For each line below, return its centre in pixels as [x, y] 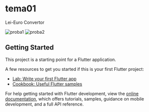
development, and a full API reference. [44, 104]
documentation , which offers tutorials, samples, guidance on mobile [74, 99]
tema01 [21, 9]
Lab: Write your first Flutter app [44, 79]
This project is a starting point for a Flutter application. [61, 59]
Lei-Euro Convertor [25, 22]
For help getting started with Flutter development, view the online [72, 93]
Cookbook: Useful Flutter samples [47, 84]
